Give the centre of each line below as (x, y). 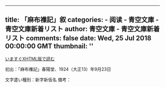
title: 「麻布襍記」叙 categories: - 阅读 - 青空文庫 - (82, 20)
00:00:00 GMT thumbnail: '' (49, 46)
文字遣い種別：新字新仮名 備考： (38, 80)
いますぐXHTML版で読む (30, 58)
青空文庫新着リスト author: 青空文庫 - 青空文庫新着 (82, 29)
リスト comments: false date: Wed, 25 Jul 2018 (78, 38)
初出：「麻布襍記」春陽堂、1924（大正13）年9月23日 (58, 69)
